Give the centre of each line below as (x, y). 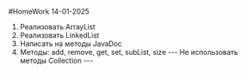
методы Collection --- (56, 60)
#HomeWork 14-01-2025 (49, 12)
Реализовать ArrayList (58, 27)
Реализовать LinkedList (60, 35)
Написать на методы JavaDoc (71, 44)
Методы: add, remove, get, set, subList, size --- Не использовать (129, 52)
